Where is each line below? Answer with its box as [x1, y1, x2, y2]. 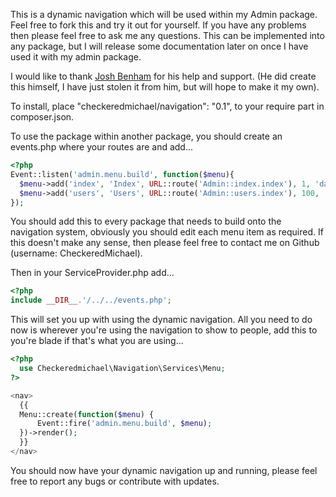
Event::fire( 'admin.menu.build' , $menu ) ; [36, 419, 213, 429]
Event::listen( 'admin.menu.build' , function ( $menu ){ [10, 169, 235, 179]
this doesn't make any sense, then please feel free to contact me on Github [10, 237, 320, 249]
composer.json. [10, 111, 75, 123]
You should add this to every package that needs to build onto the [10, 215, 282, 228]
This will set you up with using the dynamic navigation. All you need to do [10, 314, 313, 326]
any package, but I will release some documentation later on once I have [10, 40, 309, 52]
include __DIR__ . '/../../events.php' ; [10, 295, 172, 306]
